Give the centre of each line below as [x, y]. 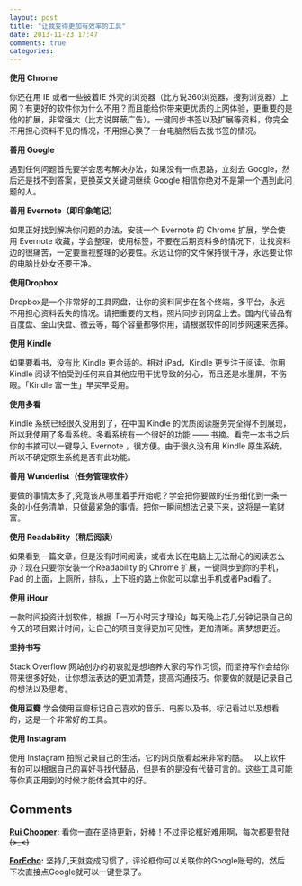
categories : [31, 51]
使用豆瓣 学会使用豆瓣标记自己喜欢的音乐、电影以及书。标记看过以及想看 [144, 709]
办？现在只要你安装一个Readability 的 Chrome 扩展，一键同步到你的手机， [147, 567]
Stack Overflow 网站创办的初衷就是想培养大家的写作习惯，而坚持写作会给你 [149, 666]
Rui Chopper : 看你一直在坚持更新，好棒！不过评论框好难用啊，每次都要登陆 [150, 832]
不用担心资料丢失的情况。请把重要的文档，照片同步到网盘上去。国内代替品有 [151, 313]
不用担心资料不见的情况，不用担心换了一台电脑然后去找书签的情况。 [135, 131]
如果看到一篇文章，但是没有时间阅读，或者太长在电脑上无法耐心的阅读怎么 [147, 556]
